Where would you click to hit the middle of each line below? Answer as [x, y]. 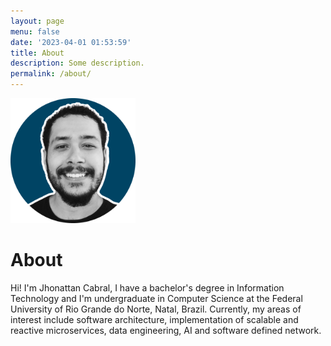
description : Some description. [77, 63]
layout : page [37, 21]
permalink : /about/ [51, 74]
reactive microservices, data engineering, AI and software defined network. [166, 330]
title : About [37, 53]
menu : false [35, 31]
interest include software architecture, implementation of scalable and [154, 319]
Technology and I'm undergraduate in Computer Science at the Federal [156, 298]
